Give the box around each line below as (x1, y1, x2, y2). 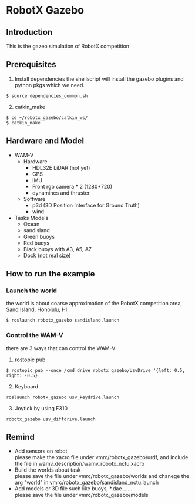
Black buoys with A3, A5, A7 (23, 245, 92, 252)
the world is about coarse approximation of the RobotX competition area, (6, 300, 183, 307)
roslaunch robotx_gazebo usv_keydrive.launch (6, 394, 119, 400)
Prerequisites (6, 60, 56, 70)
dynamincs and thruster (32, 189, 90, 196)
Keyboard (14, 383, 39, 390)
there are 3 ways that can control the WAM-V (6, 344, 116, 351)
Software (23, 195, 46, 202)
